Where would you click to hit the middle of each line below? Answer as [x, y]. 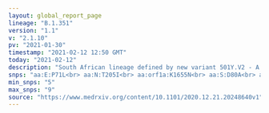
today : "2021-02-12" [43, 60]
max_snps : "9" [32, 90]
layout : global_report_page [55, 16]
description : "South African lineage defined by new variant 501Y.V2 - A [134, 68]
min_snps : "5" [32, 82]
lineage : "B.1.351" [41, 23]
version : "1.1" [34, 30]
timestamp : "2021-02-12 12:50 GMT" [68, 53]
